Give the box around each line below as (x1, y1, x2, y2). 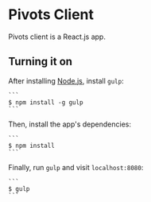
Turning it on (8, 55, 73, 68)
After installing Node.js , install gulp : (8, 76, 125, 85)
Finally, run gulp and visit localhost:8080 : (8, 162, 144, 172)
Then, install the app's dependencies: (8, 119, 132, 129)
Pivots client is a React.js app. (8, 32, 106, 41)
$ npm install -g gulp (8, 98, 83, 107)
